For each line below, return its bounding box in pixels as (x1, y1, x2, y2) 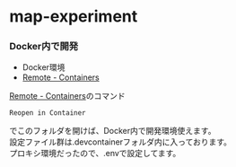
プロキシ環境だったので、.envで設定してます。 (9, 148, 181, 159)
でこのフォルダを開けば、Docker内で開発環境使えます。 (9, 126, 216, 136)
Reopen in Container (9, 109, 87, 118)
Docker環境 (22, 62, 66, 73)
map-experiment (9, 6, 138, 27)
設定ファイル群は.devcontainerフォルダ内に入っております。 (9, 136, 232, 147)
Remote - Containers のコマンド (9, 91, 126, 101)
